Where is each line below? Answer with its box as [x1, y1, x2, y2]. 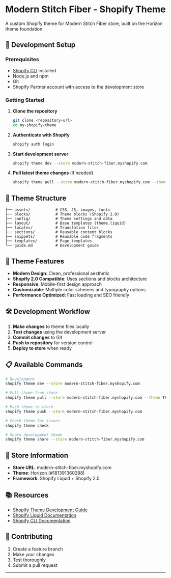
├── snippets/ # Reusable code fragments [5, 234, 113, 239]
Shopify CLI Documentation [12, 517, 71, 524]
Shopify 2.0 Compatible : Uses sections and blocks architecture [12, 276, 147, 282]
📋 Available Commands [5, 361, 83, 369]
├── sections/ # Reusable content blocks [5, 230, 113, 235]
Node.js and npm [12, 73, 49, 79]
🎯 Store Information [5, 451, 69, 459]
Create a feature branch [12, 546, 63, 552]
